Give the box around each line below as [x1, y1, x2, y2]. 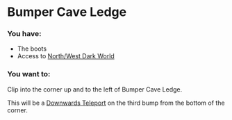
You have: [7, 29, 42, 39]
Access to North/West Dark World [17, 52, 115, 60]
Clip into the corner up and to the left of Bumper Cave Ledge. [7, 85, 183, 94]
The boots [17, 44, 47, 53]
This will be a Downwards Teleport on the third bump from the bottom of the [7, 98, 225, 107]
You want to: [7, 69, 51, 79]
